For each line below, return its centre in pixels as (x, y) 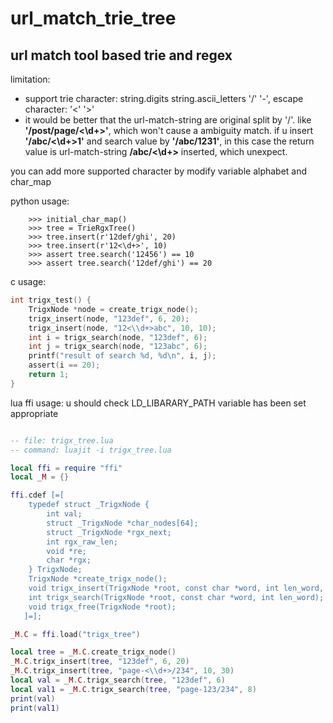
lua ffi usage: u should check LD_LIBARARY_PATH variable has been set (158, 403)
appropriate (34, 413)
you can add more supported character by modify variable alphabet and (159, 171)
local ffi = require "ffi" (66, 468)
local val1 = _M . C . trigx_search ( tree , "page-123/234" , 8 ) (133, 689)
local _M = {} (40, 477)
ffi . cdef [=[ (37, 495)
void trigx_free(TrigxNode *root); (102, 607)
